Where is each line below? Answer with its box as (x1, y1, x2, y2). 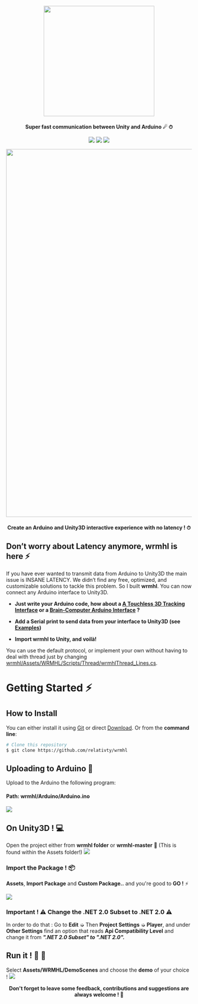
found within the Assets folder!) (6, 849, 82, 856)
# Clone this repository (6, 741, 67, 748)
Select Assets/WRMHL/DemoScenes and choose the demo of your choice (6, 966, 190, 973)
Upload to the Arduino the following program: (6, 779, 116, 786)
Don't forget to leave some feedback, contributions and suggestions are (8, 985, 190, 992)
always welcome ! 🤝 (74, 991, 124, 998)
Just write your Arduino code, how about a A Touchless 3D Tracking (14, 600, 186, 607)
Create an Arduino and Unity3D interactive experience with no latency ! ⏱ (7, 523, 191, 531)
